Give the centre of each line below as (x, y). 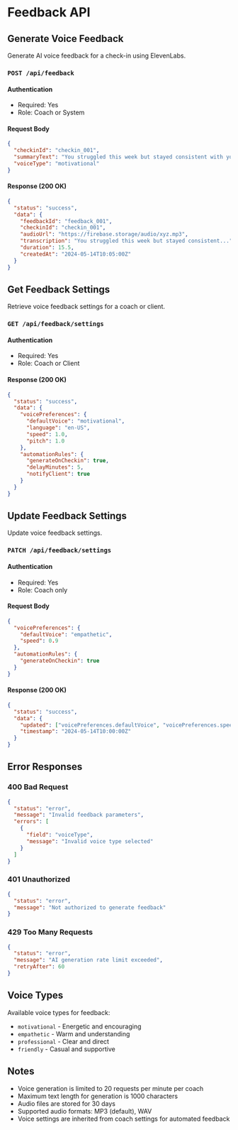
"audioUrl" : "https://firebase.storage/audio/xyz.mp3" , (104, 234)
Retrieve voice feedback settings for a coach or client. (86, 307)
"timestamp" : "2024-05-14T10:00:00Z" (76, 732)
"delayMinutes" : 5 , (55, 467)
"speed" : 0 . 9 (39, 641)
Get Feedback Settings (59, 289)
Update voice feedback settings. (55, 533)
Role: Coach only (42, 590)
